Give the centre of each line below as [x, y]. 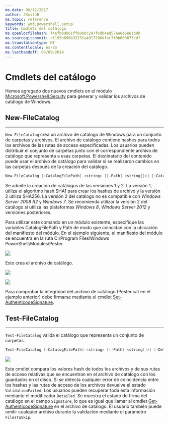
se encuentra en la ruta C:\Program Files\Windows [57, 238]
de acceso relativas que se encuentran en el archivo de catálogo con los [80, 374]
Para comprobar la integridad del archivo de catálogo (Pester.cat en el [78, 292]
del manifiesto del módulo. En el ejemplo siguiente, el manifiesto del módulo [84, 233]
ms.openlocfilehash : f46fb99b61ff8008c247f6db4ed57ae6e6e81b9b [73, 33]
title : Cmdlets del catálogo [36, 29]
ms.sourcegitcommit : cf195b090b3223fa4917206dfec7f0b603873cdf [73, 38]
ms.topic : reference [27, 19]
